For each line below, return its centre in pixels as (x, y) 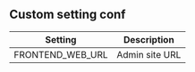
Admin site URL (149, 54)
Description (149, 39)
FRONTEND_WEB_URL (61, 54)
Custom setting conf (68, 15)
